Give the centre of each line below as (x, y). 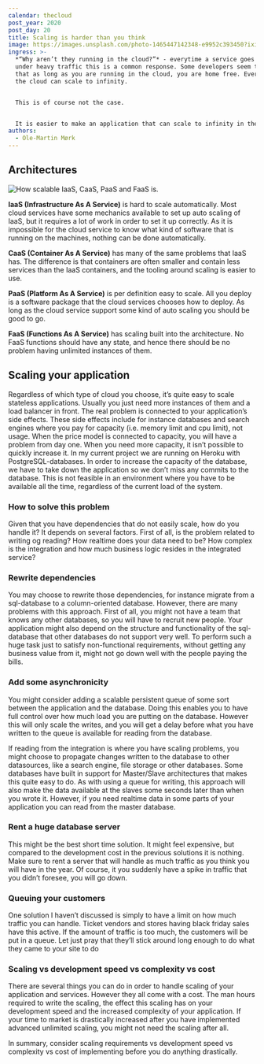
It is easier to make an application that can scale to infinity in (130, 124)
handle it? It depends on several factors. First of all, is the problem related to (132, 532)
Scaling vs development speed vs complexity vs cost (112, 969)
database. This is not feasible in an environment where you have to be (122, 478)
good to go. (27, 318)
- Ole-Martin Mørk (46, 139)
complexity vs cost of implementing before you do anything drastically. (123, 1051)
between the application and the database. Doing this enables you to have (128, 708)
